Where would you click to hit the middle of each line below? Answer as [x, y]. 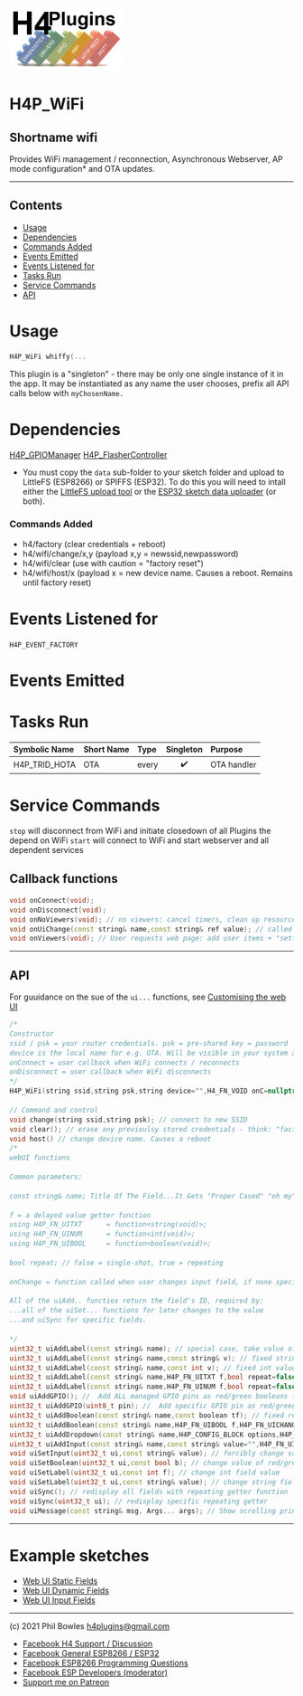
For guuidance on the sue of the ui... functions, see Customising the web [148, 997]
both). [33, 501]
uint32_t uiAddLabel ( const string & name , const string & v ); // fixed [141, 1358]
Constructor [32, 1034]
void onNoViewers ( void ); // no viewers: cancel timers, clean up [134, 919]
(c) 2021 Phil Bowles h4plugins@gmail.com [89, 1625]
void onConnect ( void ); [52, 900]
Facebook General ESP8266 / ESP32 [91, 1653]
